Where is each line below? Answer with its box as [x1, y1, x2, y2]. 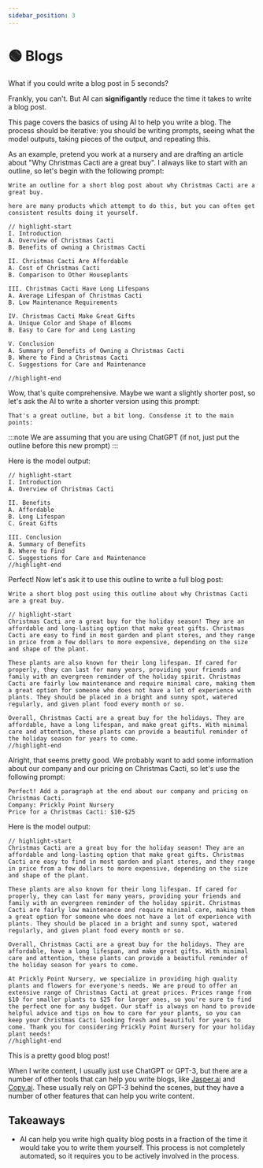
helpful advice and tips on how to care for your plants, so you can [8, 1009, 242, 1017]
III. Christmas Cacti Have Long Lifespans [8, 284, 150, 292]
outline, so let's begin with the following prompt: [8, 166, 165, 176]
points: [8, 418, 34, 426]
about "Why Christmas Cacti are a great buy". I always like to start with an [8, 158, 248, 167]
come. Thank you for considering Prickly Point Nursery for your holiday [8, 1023, 256, 1031]
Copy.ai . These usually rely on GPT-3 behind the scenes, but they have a [8, 1082, 245, 1092]
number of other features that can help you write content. [8, 1091, 195, 1100]
